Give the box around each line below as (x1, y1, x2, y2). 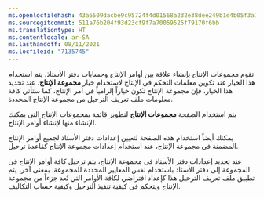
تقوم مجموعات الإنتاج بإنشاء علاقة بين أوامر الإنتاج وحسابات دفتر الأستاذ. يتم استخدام (8, 70, 255, 78)
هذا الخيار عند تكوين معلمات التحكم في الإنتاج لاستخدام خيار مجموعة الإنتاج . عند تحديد (8, 78, 255, 87)
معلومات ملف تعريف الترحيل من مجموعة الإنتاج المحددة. (8, 95, 174, 103)
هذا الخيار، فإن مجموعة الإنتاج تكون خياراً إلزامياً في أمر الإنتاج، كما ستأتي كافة (8, 86, 233, 95)
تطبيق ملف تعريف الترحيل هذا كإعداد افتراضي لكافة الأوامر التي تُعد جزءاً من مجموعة (8, 173, 255, 183)
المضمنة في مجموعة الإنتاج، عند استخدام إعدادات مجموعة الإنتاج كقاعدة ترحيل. (8, 142, 239, 150)
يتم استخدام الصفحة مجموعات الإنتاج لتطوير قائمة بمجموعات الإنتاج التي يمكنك (8, 110, 237, 118)
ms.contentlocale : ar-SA (8, 33, 90, 42)
